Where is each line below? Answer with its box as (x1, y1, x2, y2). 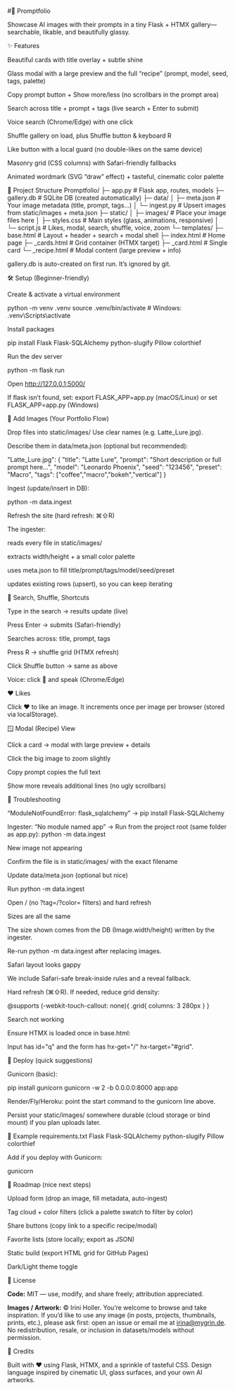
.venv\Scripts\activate (7, 311, 71, 319)
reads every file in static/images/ (7, 539, 103, 547)
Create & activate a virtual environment (7, 290, 121, 298)
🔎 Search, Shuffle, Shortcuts (7, 593, 90, 602)
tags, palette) (7, 77, 46, 85)
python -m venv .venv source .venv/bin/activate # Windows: (7, 304, 182, 312)
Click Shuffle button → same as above (7, 662, 118, 670)
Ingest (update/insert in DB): (7, 484, 89, 492)
